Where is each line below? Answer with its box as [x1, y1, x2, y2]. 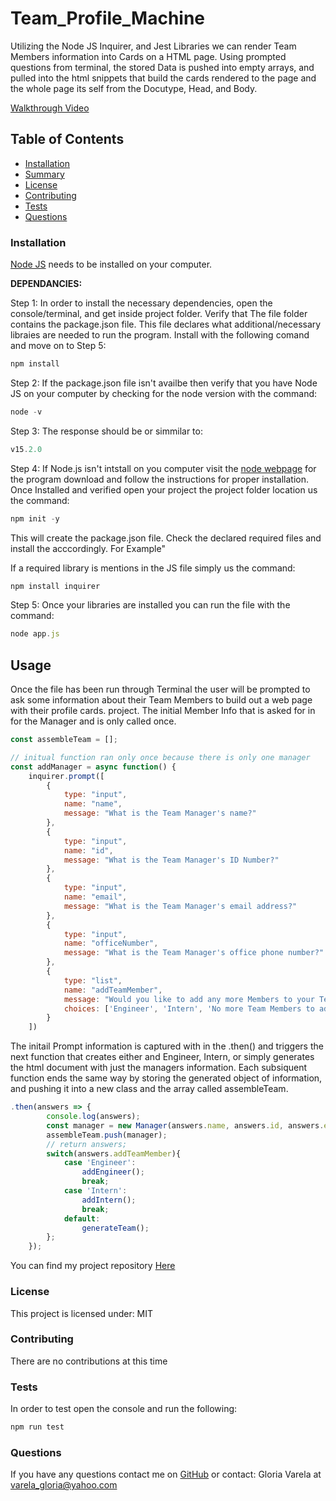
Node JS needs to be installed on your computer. [10, 258, 213, 271]
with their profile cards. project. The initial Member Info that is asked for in [10, 705, 316, 717]
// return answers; [46, 1139, 128, 1149]
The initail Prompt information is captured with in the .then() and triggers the [10, 1040, 324, 1052]
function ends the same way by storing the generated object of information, [10, 1072, 323, 1084]
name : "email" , [63, 892, 128, 902]
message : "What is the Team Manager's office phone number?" [63, 948, 325, 958]
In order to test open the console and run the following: [10, 1403, 238, 1415]
